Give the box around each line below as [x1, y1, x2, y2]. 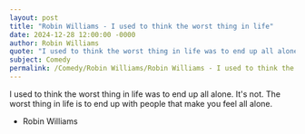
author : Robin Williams [9, 38, 100, 48]
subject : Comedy [9, 55, 71, 64]
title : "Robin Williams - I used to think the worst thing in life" [9, 22, 274, 31]
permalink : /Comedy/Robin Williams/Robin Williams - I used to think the [9, 64, 295, 73]
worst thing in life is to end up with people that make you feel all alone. [9, 98, 273, 109]
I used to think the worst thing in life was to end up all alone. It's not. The [9, 88, 281, 100]
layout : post [9, 13, 59, 23]
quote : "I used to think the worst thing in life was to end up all [9, 47, 274, 56]
